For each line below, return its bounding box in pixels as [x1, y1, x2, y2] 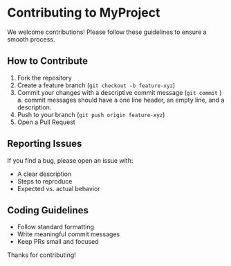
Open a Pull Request [17, 118, 76, 126]
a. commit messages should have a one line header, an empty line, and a [17, 96, 225, 104]
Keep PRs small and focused [17, 238, 99, 246]
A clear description [17, 170, 72, 178]
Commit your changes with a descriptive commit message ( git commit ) [17, 88, 222, 96]
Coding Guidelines [7, 204, 89, 216]
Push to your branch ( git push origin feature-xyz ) [17, 110, 165, 118]
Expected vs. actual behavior [17, 184, 100, 193]
